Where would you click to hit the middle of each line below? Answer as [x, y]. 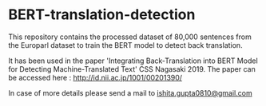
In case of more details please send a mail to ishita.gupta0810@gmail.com [131, 92]
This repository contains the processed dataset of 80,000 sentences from [130, 37]
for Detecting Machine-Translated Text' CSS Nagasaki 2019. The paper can [132, 69]
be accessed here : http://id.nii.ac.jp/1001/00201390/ [95, 77]
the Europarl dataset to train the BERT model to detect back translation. [125, 45]
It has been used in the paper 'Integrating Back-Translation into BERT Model [133, 61]
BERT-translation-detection [102, 15]
